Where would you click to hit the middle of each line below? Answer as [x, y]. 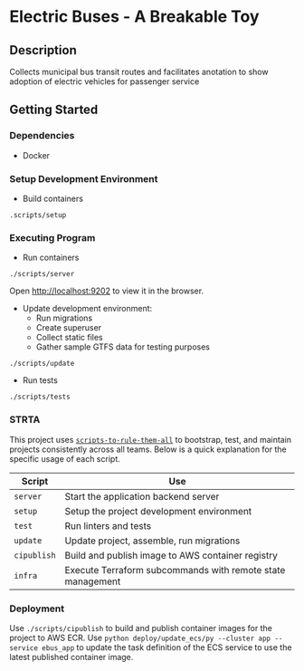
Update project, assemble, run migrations [152, 541]
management [93, 581]
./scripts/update [42, 364]
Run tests [40, 380]
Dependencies [42, 136]
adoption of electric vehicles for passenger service [104, 81]
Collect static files [69, 338]
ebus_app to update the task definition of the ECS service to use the [167, 647]
